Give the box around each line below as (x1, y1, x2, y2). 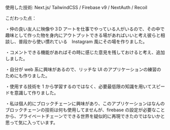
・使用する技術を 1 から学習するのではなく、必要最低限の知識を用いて (5, 83, 152, 90)
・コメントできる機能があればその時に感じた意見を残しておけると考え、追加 (5, 50, 165, 55)
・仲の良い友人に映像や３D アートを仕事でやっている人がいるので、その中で (5, 26, 165, 32)
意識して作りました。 (14, 90, 59, 96)
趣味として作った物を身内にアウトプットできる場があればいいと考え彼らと (5, 32, 161, 38)
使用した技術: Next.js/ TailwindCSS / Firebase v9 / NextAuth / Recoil (5, 5, 148, 10)
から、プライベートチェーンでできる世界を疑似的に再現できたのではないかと (5, 113, 165, 119)
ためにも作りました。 (5, 73, 50, 78)
